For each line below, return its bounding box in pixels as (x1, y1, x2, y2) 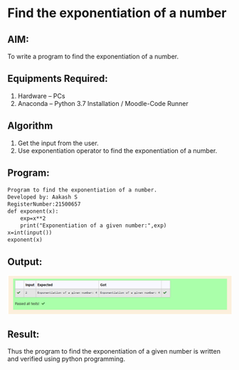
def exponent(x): (7, 208, 59, 215)
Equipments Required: (7, 73, 108, 85)
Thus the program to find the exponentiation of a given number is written (7, 347, 221, 356)
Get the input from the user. (17, 139, 99, 147)
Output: (7, 255, 43, 268)
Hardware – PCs (17, 91, 65, 100)
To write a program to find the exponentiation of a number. (7, 52, 179, 60)
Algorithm (7, 120, 53, 132)
